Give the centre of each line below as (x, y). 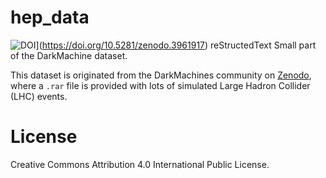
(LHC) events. (39, 96)
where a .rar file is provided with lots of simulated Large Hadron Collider (160, 85)
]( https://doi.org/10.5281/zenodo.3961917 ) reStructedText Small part (176, 45)
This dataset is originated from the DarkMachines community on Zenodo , (161, 75)
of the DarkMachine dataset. (69, 55)
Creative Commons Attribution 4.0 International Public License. (140, 164)
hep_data (50, 17)
